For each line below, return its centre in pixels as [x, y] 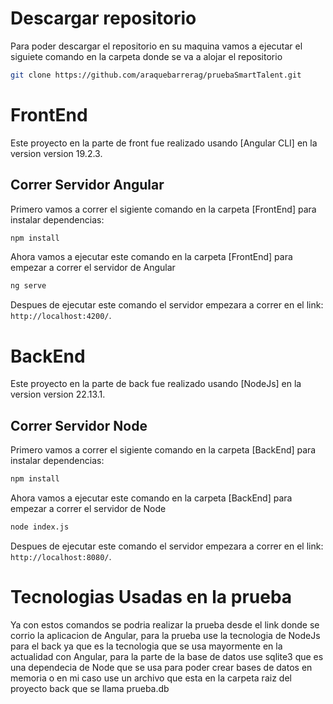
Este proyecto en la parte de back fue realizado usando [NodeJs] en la [156, 384]
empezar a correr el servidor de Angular [93, 268]
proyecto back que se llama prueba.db [90, 688]
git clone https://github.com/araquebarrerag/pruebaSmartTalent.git [156, 75]
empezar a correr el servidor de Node [88, 508]
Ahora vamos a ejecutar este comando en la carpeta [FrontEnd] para [151, 257]
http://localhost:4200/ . [61, 316]
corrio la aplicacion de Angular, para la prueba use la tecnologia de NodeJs [165, 635]
